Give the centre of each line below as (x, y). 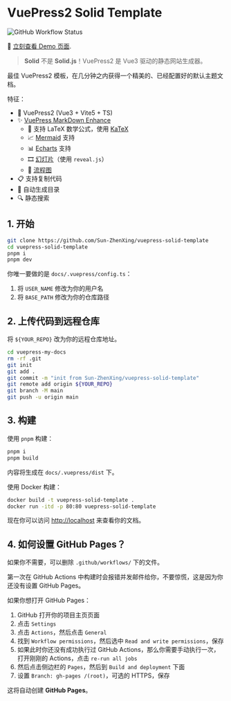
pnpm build (23, 458)
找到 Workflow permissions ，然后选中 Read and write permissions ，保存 (120, 641)
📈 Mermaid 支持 (51, 137)
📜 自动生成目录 (38, 189)
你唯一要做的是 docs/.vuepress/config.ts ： (70, 274)
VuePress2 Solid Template (85, 13)
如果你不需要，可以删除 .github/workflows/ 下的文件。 (85, 563)
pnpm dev (20, 260)
